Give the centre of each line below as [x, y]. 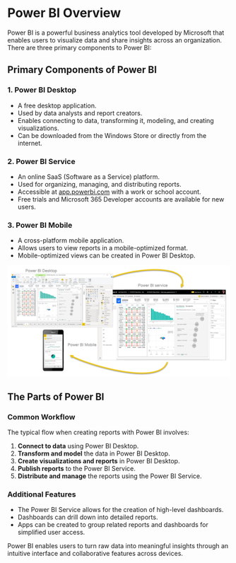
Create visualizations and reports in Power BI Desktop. [99, 460]
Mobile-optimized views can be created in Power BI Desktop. [106, 255]
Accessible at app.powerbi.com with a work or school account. [109, 192]
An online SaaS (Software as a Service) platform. [89, 176]
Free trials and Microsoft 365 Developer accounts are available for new [121, 199]
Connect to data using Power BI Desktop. [78, 446]
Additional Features [42, 494]
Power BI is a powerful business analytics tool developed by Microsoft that [116, 33]
